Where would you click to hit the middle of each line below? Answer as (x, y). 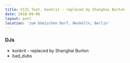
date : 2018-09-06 (23, 14)
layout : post (18, 18)
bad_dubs (22, 56)
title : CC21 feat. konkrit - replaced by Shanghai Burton (65, 9)
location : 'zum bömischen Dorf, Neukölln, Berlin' (57, 23)
